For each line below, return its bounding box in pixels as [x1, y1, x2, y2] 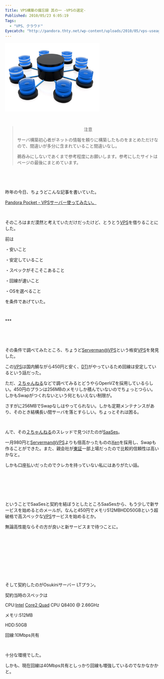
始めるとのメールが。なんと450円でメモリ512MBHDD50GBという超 [21, 507, 159, 513]
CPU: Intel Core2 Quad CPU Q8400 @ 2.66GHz [5, 602, 100, 608]
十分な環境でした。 [5, 652, 44, 658]
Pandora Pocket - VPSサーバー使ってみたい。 [5, 199, 97, 206]
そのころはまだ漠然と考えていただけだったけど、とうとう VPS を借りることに [5, 219, 159, 225]
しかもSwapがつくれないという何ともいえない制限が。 [5, 393, 115, 399]
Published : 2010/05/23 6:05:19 [5, 13, 69, 18]
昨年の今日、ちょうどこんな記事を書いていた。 [5, 189, 99, 195]
